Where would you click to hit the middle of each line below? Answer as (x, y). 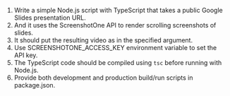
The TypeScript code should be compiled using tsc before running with (118, 62)
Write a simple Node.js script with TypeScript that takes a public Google (119, 10)
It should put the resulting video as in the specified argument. (103, 40)
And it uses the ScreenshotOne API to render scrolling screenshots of (115, 25)
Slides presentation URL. (50, 18)
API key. (26, 55)
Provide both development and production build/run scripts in (103, 78)
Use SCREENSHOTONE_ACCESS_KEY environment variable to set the (115, 48)
